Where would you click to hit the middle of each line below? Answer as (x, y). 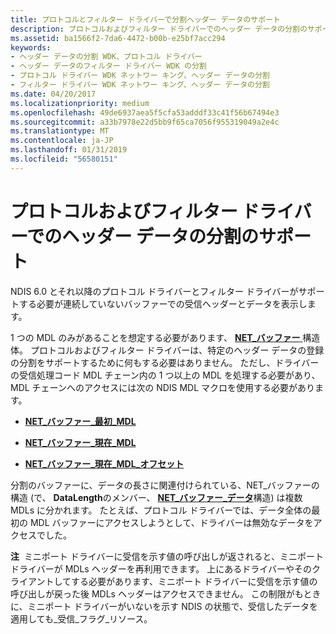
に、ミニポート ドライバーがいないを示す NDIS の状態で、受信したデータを (164, 606)
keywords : (31, 47)
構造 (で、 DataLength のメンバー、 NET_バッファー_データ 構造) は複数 (156, 497)
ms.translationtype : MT (60, 131)
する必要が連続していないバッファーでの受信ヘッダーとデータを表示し (163, 303)
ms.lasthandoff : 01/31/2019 (69, 150)
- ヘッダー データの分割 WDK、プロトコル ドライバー (106, 57)
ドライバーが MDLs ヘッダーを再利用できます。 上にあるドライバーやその (161, 568)
